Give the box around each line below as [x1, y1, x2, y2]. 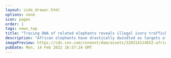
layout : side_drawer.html [5, 7, 60, 13]
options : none [5, 12, 36, 17]
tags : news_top [5, 26, 38, 31]
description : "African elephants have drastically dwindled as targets [5, 36, 160, 41]
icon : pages [5, 17, 31, 22]
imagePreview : [5, 40, 36, 45]
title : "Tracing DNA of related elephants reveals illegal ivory [5, 31, 147, 36]
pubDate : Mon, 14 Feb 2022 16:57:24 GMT [5, 45, 93, 50]
